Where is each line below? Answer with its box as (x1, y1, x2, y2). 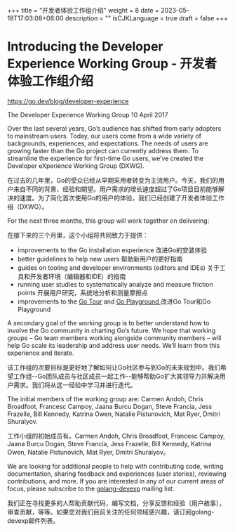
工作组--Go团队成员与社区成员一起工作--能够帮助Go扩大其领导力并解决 (13, 372, 220, 380)
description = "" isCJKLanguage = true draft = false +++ (65, 14, 229, 22)
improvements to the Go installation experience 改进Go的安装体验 (17, 245, 208, 254)
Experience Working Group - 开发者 (7, 56, 217, 72)
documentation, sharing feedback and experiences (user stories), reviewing (7, 469, 227, 478)
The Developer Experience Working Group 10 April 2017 (7, 110, 168, 119)
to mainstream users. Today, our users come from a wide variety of (7, 131, 202, 140)
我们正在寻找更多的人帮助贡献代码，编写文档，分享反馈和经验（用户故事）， (7, 498, 226, 507)
